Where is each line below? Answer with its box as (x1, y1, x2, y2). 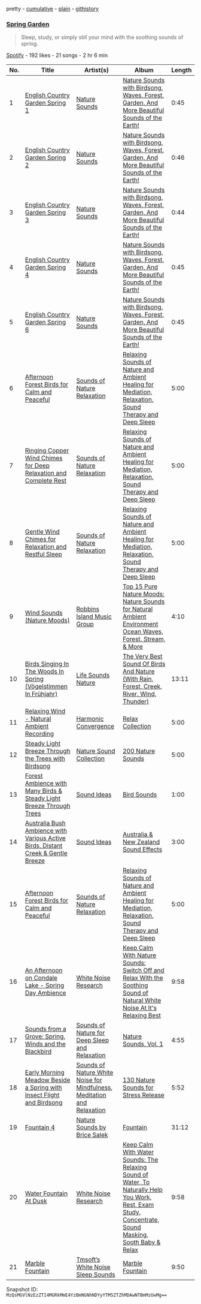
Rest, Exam (122, 1201, 154, 1209)
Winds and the (25, 1040, 66, 1048)
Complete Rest (25, 477, 67, 485)
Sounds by (76, 1123, 106, 1132)
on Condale (25, 973, 58, 982)
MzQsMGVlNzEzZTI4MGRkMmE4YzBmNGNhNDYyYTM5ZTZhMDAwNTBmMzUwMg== (6, 1292, 167, 1299)
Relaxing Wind (25, 707, 66, 716)
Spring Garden (6, 20, 50, 28)
